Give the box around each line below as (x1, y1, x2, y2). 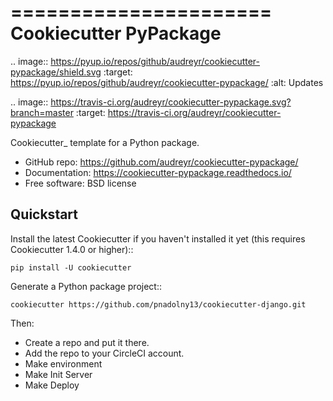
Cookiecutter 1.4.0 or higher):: (10, 243, 134, 255)
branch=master (10, 106, 74, 118)
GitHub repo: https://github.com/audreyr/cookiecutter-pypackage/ (24, 156, 299, 168)
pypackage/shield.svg (10, 66, 102, 78)
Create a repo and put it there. (24, 336, 150, 348)
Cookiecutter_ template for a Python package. (10, 136, 200, 148)
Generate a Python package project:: (10, 280, 162, 292)
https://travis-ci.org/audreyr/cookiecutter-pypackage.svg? (50, 96, 292, 108)
